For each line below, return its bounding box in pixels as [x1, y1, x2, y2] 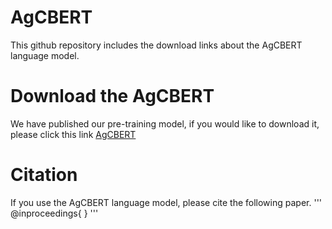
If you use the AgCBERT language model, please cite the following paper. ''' [10, 196, 323, 208]
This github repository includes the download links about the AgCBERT [10, 39, 303, 51]
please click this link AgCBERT [10, 128, 137, 140]
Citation [10, 164, 78, 186]
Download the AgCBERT [10, 85, 215, 108]
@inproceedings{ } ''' [10, 207, 99, 219]
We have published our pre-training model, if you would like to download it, [10, 117, 320, 130]
